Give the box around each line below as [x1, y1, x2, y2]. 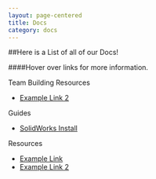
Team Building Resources [8, 78, 90, 87]
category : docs [8, 26, 58, 34]
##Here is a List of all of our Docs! [8, 48, 119, 57]
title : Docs [8, 19, 47, 27]
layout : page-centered [8, 11, 82, 20]
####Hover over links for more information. [8, 63, 149, 72]
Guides [8, 108, 31, 118]
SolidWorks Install [19, 123, 78, 133]
